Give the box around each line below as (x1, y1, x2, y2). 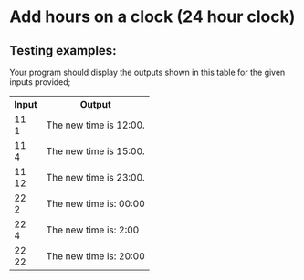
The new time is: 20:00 (46, 250, 146, 262)
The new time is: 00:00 (46, 198, 146, 210)
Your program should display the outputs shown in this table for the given (9, 67, 286, 78)
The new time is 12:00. (46, 119, 146, 131)
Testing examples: (9, 43, 117, 58)
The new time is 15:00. (46, 145, 146, 157)
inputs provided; (9, 77, 71, 88)
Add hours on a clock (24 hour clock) (9, 6, 296, 27)
